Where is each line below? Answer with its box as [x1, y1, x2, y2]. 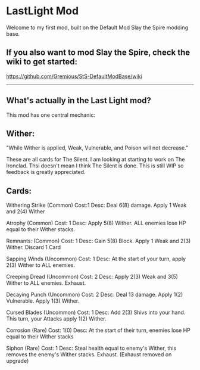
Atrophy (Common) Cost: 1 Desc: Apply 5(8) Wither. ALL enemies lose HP [6, 219, 186, 227]
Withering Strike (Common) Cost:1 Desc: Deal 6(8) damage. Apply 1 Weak [6, 201, 187, 209]
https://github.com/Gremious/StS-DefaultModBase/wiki [6, 73, 143, 80]
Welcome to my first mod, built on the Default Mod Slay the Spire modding [6, 24, 189, 31]
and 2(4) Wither [6, 208, 45, 215]
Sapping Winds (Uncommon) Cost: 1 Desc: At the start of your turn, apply [6, 255, 186, 263]
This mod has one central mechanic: [6, 111, 96, 119]
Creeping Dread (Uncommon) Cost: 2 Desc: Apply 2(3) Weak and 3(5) [6, 273, 179, 281]
